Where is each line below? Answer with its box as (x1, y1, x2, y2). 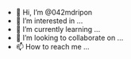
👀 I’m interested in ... (15, 16, 83, 26)
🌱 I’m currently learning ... (15, 25, 101, 33)
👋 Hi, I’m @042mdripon (15, 8, 93, 17)
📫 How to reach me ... (15, 42, 90, 51)
